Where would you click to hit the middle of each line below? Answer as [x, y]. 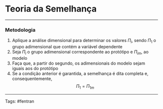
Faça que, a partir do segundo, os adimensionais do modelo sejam [79, 63]
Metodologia [20, 30]
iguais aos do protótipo [35, 68]
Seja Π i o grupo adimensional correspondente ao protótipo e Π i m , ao [80, 53]
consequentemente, [32, 79]
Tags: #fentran [20, 101]
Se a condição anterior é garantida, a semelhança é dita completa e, [80, 73]
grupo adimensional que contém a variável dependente [67, 47]
